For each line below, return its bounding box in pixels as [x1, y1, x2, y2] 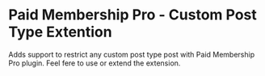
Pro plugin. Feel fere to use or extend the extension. [8, 58, 181, 68]
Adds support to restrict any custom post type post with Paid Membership [8, 49, 255, 59]
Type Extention [8, 23, 112, 41]
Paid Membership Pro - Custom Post [8, 6, 257, 24]
